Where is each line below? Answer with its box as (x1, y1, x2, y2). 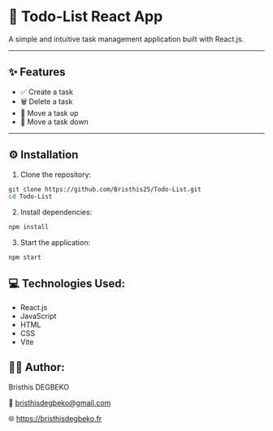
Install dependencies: (19, 207, 93, 218)
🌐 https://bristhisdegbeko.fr (8, 413, 102, 423)
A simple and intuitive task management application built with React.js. (8, 34, 245, 44)
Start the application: (19, 238, 91, 248)
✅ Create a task (19, 87, 73, 97)
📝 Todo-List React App (8, 7, 163, 26)
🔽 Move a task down (19, 117, 89, 127)
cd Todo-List (8, 192, 53, 201)
